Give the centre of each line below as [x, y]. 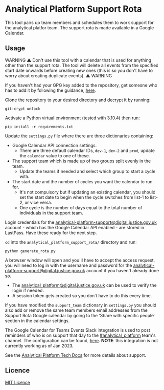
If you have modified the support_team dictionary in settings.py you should [81, 305]
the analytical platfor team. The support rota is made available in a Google [80, 27]
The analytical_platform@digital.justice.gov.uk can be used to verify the [84, 285]
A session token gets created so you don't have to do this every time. [82, 295]
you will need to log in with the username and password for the [69, 265]
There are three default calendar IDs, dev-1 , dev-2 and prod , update [87, 151]
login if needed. [28, 290]
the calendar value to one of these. [55, 155]
